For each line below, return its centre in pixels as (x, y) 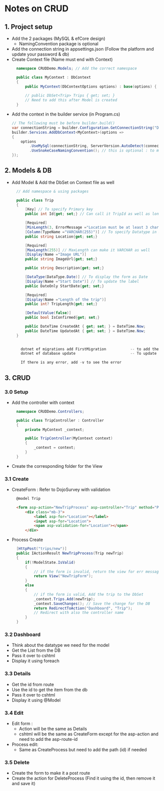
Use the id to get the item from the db (49, 690)
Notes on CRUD (37, 9)
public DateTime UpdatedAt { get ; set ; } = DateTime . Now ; (85, 331)
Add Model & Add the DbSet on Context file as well (63, 182)
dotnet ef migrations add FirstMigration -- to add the (90, 349)
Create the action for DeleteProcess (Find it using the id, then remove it (83, 778)
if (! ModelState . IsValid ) (50, 562)
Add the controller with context (43, 402)
